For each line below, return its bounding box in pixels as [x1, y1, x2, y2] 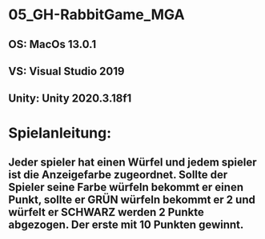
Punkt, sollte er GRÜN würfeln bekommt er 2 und [8, 193, 256, 206]
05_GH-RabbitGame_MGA [8, 6, 186, 24]
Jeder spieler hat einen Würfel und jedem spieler [8, 155, 258, 169]
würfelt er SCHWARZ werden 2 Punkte [8, 205, 204, 219]
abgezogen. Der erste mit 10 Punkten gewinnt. [8, 217, 244, 231]
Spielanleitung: [8, 124, 112, 141]
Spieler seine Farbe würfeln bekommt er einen [8, 180, 244, 193]
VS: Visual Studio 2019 [8, 64, 125, 78]
